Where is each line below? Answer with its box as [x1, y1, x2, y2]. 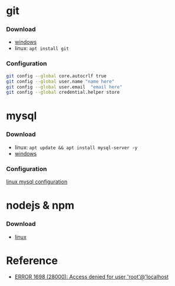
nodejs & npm [6, 199, 75, 212]
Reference [6, 254, 58, 267]
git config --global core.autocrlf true [6, 73, 107, 79]
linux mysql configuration [6, 178, 68, 185]
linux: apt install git [14, 45, 70, 52]
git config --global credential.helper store [6, 90, 120, 96]
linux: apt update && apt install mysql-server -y [14, 143, 138, 151]
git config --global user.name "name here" [6, 78, 115, 84]
